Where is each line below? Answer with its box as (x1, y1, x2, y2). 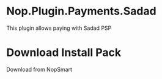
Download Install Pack (6, 46, 122, 60)
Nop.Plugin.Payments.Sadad (6, 4, 157, 18)
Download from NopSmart (6, 66, 72, 73)
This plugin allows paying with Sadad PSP (6, 24, 112, 32)
